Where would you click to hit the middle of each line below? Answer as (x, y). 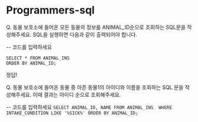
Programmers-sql (50, 10)
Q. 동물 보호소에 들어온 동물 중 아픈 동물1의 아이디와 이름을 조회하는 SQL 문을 (95, 87)
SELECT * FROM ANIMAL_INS (38, 58)
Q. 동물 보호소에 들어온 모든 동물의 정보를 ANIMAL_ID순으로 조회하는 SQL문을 (96, 27)
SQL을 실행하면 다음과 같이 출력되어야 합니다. (85, 34)
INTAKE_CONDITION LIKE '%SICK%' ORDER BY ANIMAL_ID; (72, 113)
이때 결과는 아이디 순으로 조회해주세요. (77, 94)
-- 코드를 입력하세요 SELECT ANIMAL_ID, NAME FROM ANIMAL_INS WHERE (89, 107)
